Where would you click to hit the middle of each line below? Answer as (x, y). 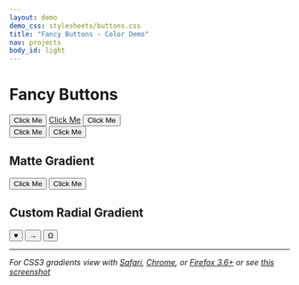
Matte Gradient (52, 161)
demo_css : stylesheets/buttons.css (75, 26)
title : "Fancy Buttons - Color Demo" (79, 34)
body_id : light (37, 51)
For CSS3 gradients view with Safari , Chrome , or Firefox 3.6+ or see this (141, 262)
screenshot (30, 272)
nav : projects (36, 42)
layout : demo (33, 17)
